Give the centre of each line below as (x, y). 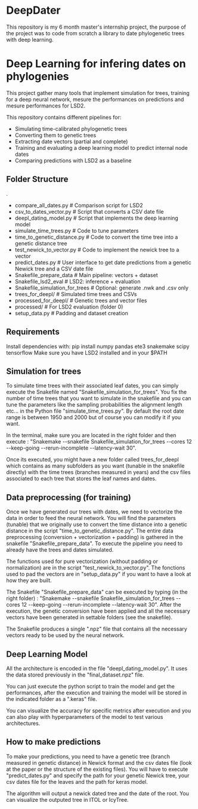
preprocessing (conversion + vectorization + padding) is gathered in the (95, 537)
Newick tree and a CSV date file (54, 269)
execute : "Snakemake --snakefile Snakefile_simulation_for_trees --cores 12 (99, 442)
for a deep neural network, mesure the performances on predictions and (95, 99)
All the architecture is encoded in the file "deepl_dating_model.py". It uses (97, 668)
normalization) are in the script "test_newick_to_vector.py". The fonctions (96, 568)
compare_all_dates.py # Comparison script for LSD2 (79, 205)
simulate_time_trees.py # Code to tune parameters (77, 230)
